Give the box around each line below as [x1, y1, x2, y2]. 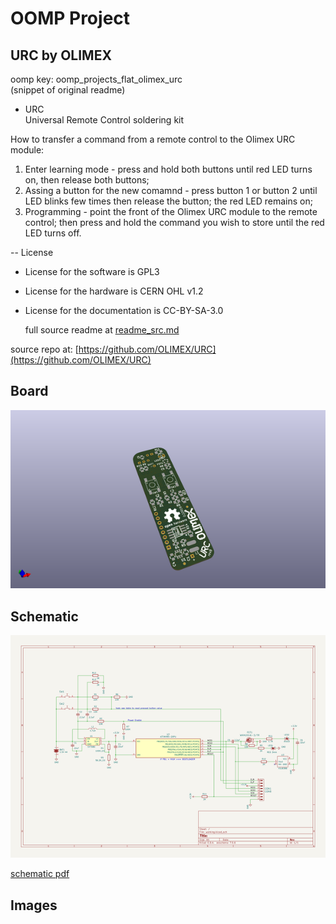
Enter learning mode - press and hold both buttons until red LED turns [24, 163, 313, 175]
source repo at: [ [10, 343, 79, 355]
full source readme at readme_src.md [24, 324, 180, 336]
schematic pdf [10, 868, 70, 880]
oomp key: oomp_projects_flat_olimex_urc [10, 73, 183, 85]
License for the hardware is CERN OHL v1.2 [24, 285, 204, 297]
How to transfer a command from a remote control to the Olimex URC [10, 133, 296, 145]
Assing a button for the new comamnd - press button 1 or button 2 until [24, 185, 318, 196]
